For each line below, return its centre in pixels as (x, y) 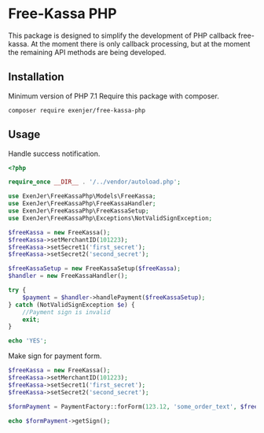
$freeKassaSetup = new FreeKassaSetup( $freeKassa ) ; (94, 268)
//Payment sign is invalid (66, 312)
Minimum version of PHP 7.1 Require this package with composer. (114, 96)
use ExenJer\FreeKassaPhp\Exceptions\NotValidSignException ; (110, 218)
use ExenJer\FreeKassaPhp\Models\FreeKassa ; (82, 196)
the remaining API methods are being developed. (87, 52)
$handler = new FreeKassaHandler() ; (68, 276)
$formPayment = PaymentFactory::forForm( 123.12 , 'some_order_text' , (123, 406)
